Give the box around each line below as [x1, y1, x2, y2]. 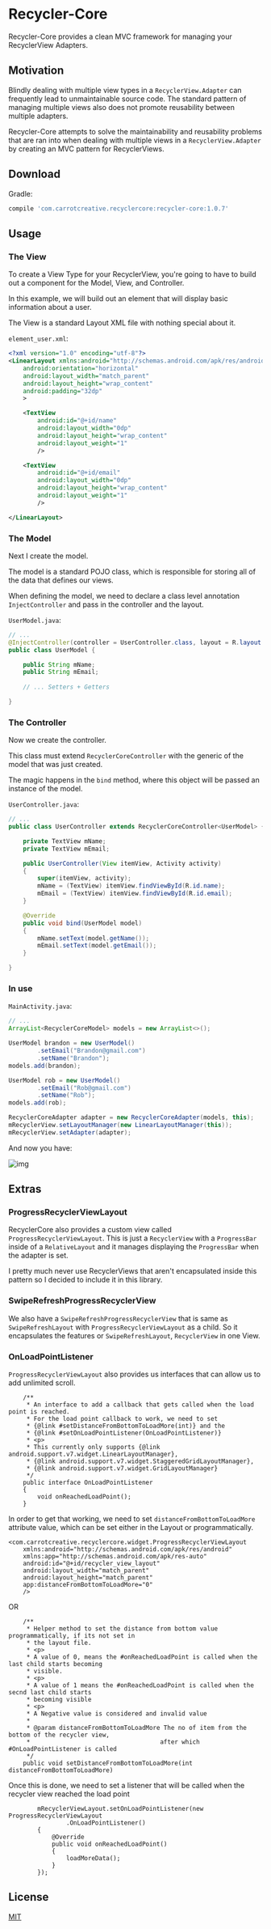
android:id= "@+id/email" [37, 468, 121, 477]
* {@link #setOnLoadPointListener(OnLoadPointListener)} [26, 1429, 222, 1437]
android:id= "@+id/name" [37, 417, 117, 425]
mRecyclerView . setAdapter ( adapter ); [8, 1128, 131, 1137]
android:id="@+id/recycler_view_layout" [23, 1559, 161, 1568]
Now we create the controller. [8, 736, 107, 745]
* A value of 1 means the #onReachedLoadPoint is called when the [26, 1681, 254, 1689]
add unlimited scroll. [8, 1378, 76, 1388]
